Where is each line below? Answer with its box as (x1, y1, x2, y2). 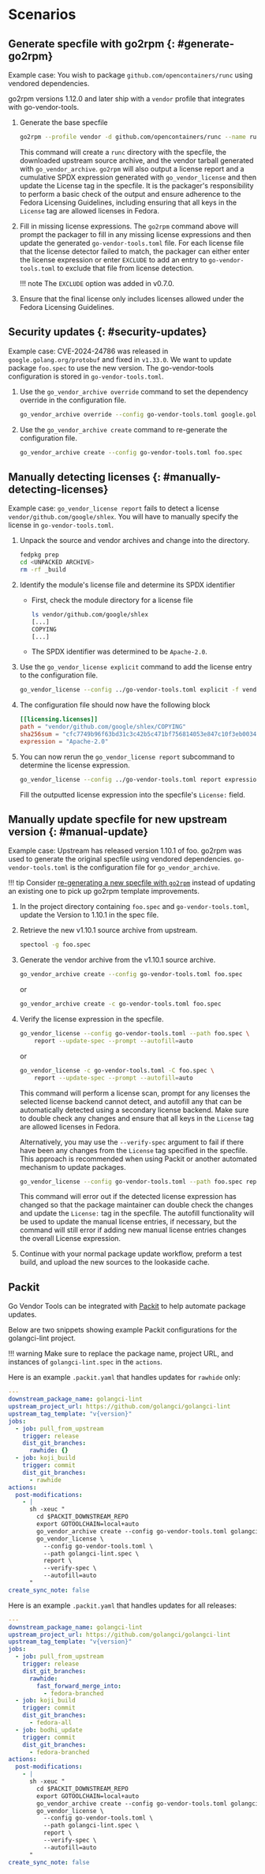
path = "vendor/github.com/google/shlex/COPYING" (19, 723, 187, 731)
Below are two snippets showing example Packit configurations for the (8, 1325, 237, 1335)
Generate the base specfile (19, 118, 108, 127)
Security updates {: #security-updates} (8, 326, 207, 339)
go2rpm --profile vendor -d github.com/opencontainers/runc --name (19, 133, 247, 141)
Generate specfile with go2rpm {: (8, 37, 176, 51)
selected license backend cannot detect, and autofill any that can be (19, 1096, 242, 1106)
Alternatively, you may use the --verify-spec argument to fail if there (19, 1137, 244, 1147)
